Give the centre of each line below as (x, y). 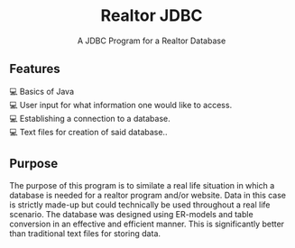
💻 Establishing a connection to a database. (90, 118)
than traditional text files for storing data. (85, 233)
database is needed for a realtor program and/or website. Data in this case (148, 195)
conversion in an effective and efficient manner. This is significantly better (147, 224)
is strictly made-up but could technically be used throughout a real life (140, 205)
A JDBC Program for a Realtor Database (152, 41)
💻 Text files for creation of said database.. (88, 132)
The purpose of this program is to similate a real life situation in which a (142, 185)
